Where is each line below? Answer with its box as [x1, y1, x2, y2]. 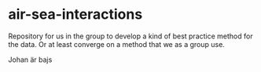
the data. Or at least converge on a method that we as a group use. [8, 39, 226, 49]
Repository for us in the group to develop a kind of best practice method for [8, 31, 253, 41]
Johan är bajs [8, 55, 53, 64]
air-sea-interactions [8, 5, 143, 23]
